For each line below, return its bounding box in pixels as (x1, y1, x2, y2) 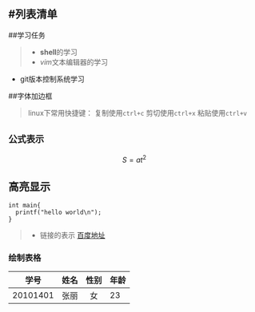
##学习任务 (8, 30, 46, 40)
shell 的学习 (39, 47, 78, 57)
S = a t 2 (122, 153, 146, 164)
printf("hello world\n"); (15, 208, 102, 217)
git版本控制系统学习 (19, 74, 86, 84)
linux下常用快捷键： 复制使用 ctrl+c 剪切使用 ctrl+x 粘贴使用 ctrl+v (27, 108, 248, 117)
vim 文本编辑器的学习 (39, 57, 109, 66)
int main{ (8, 202, 42, 210)
